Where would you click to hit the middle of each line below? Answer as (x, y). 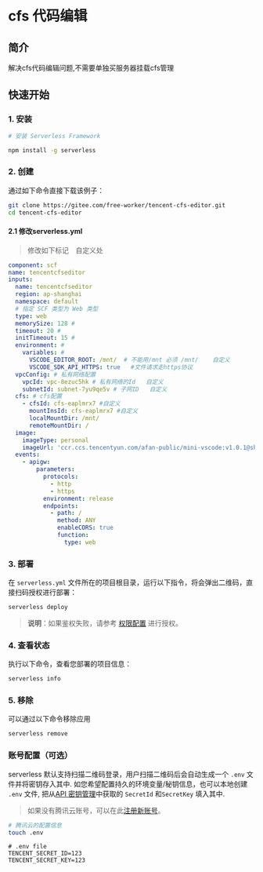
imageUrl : (38, 447)
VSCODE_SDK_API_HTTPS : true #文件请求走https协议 (111, 367)
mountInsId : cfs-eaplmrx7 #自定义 (83, 411)
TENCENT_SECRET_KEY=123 (47, 860)
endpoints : (61, 506)
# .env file (27, 847)
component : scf (33, 265)
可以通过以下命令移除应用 (49, 719)
